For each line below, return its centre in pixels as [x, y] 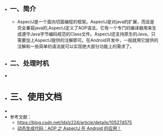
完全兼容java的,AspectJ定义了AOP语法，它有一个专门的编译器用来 [84, 28]
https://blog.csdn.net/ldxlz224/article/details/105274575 [75, 122]
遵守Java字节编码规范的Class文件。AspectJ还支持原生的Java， [86, 34]
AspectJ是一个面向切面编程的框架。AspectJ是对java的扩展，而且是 [86, 22]
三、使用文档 [36, 97]
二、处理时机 [29, 63]
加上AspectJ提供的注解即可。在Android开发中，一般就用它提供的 [92, 40]
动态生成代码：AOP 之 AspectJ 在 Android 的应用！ [69, 128]
